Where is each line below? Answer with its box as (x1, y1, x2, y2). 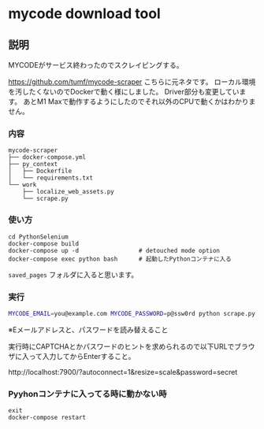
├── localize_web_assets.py (22, 188, 114, 196)
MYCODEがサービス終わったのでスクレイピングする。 (8, 61, 184, 69)
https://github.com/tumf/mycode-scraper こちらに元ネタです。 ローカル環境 (8, 77, 256, 87)
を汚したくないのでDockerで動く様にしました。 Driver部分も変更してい (8, 87, 240, 96)
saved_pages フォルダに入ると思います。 (8, 269, 139, 279)
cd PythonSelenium (8, 233, 69, 241)
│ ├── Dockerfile (8, 167, 73, 176)
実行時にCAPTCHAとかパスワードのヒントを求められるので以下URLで (8, 342, 235, 351)
